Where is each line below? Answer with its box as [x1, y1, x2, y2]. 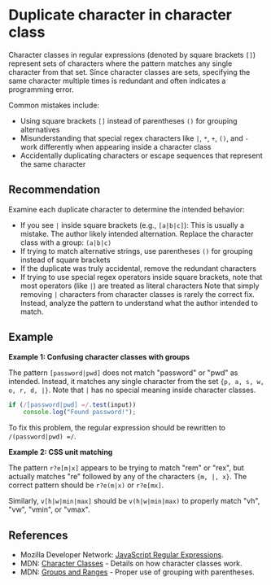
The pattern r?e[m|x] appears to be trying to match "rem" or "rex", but [8, 463, 244, 473]
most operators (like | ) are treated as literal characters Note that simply [20, 281, 260, 290]
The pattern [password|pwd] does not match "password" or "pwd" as [8, 368, 238, 378]
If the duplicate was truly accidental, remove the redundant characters [20, 263, 256, 273]
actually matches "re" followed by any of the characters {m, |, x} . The [8, 472, 247, 482]
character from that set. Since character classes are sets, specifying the [8, 67, 251, 76]
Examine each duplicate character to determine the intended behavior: [8, 204, 246, 214]
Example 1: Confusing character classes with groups [8, 351, 190, 361]
